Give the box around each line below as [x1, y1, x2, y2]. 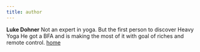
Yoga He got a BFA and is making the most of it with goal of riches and [6, 32, 184, 40]
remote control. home [6, 39, 61, 46]
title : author [6, 9, 43, 15]
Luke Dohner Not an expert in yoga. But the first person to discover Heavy [6, 26, 194, 33]
